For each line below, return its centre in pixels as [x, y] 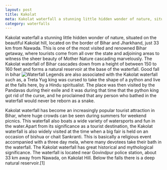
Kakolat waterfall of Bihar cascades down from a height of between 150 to [81, 64]
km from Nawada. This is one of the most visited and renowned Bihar [76, 48]
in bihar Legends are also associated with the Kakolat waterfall [82, 74]
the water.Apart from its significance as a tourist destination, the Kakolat [79, 126]
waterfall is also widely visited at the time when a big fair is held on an [77, 131]
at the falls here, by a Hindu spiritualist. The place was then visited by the [80, 85]
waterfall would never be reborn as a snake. [50, 101]
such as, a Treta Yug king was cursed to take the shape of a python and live [83, 80]
